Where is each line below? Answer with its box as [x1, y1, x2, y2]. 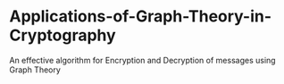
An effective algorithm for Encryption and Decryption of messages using [9, 55, 276, 65]
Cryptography [9, 25, 116, 46]
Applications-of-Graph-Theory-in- [9, 6, 272, 27]
